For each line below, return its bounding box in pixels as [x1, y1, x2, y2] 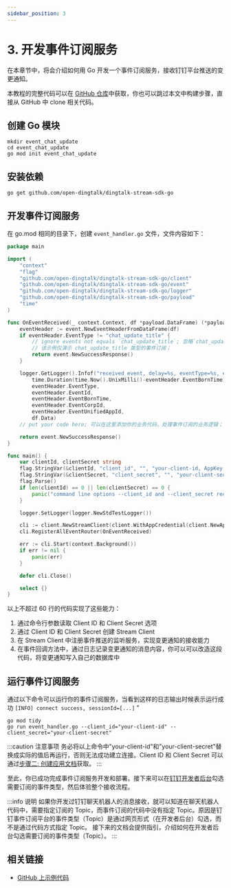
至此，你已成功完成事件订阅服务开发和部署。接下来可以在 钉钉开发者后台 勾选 [7, 775, 224, 783]
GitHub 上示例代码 [16, 873, 69, 881]
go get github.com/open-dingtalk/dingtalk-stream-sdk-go [7, 190, 174, 197]
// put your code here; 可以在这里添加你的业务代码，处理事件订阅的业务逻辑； [19, 421, 223, 428]
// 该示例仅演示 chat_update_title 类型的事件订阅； [32, 345, 172, 351]
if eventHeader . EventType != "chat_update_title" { [19, 332, 170, 339]
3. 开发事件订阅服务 [7, 42, 118, 57]
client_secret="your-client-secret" [7, 730, 112, 737]
